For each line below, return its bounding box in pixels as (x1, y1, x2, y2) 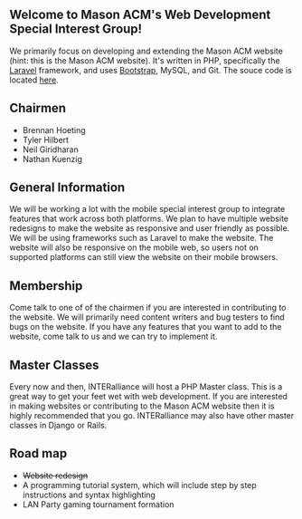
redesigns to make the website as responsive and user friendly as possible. (9, 223, 290, 234)
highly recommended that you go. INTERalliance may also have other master (9, 410, 295, 421)
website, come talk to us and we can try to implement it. (9, 331, 218, 342)
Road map (9, 446, 68, 461)
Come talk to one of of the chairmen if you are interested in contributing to (9, 303, 287, 313)
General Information (9, 180, 126, 196)
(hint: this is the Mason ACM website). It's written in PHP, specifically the (9, 54, 280, 66)
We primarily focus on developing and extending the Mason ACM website (9, 45, 283, 56)
